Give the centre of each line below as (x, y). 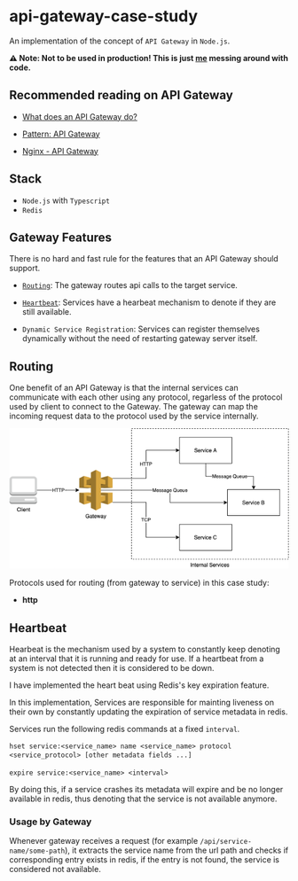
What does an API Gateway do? (79, 116)
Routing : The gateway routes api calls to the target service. (129, 285)
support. (25, 269)
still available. (47, 312)
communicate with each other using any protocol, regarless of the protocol (146, 397)
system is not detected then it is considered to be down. (112, 668)
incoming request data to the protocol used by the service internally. (134, 416)
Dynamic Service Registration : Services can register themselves (141, 329)
